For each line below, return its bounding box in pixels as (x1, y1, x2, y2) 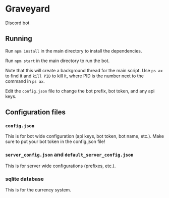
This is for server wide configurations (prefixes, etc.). (5, 163, 116, 169)
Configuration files (5, 108, 66, 117)
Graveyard (5, 3, 50, 15)
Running (5, 34, 33, 43)
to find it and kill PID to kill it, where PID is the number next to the (5, 73, 144, 79)
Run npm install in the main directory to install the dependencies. (5, 47, 142, 54)
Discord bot (5, 20, 30, 26)
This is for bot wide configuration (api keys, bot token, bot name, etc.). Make (5, 133, 164, 139)
